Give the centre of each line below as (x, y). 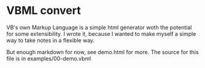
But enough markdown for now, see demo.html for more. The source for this (102, 52)
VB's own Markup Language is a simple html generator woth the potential (99, 27)
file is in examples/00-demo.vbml (49, 58)
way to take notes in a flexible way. (51, 40)
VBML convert (44, 11)
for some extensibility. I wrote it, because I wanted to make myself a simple (101, 33)
